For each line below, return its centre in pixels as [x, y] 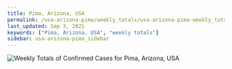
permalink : [23, 20]
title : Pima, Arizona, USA [46, 13]
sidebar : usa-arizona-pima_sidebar [58, 39]
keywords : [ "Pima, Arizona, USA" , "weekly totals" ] [83, 32]
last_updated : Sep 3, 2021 [46, 26]
